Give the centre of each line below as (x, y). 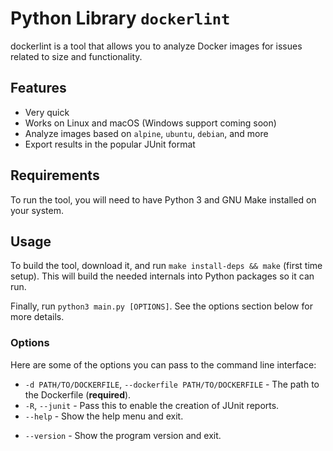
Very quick (47, 112)
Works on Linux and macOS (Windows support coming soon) (150, 123)
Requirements (55, 175)
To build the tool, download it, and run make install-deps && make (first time (166, 266)
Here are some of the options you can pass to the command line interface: (163, 364)
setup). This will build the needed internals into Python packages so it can (162, 276)
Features (38, 88)
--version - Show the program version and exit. (123, 435)
